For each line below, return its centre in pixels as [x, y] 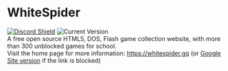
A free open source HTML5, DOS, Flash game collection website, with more [114, 38]
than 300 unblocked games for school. [62, 46]
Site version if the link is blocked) [54, 60]
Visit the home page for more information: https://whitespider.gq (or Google [114, 53]
